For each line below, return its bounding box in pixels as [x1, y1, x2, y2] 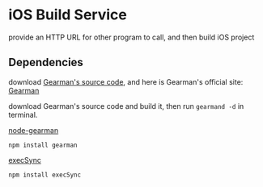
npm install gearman [8, 141, 78, 149]
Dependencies [8, 56, 83, 69]
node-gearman [8, 125, 59, 135]
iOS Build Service [8, 6, 127, 24]
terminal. [8, 110, 38, 119]
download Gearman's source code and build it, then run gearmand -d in [8, 101, 244, 110]
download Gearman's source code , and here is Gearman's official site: [8, 77, 244, 86]
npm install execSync [8, 171, 82, 179]
